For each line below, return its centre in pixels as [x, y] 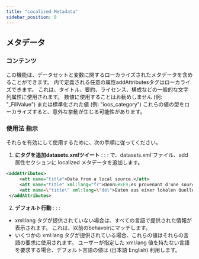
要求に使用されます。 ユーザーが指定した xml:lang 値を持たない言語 [107, 242]
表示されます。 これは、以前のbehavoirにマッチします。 [83, 228]
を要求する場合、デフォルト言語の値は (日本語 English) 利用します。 [97, 250]
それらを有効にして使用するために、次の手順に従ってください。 [84, 143]
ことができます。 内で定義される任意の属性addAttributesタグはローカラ [98, 82]
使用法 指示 [22, 129]
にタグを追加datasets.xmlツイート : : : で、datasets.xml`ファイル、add [101, 155]
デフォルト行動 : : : [37, 208]
